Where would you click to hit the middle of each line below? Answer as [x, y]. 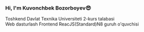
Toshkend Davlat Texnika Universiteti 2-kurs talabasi [60, 19]
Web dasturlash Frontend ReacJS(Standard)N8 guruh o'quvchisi [72, 24]
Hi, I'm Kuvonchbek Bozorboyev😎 [48, 8]
